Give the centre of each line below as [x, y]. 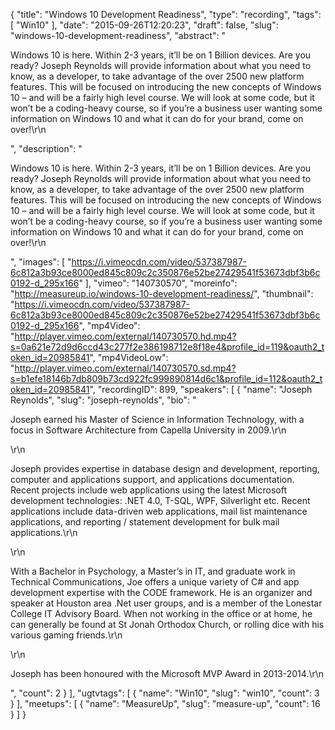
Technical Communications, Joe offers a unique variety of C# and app [155, 582]
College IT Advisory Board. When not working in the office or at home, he [161, 613]
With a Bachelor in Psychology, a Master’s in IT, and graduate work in [153, 571]
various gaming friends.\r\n [66, 635]
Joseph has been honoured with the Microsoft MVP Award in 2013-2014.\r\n [167, 673]
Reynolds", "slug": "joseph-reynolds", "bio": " [103, 400]
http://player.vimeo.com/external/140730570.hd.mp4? [125, 336]
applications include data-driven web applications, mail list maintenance [159, 511]
